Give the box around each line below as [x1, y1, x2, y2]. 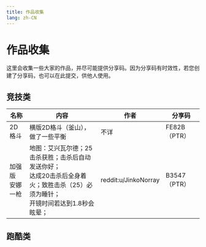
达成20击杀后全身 [29, 172, 81, 180]
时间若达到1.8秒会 [41, 199, 94, 208]
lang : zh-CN [6, 15, 37, 21]
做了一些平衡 [29, 132, 66, 141]
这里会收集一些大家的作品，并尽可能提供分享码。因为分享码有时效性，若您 [6, 64, 194, 72]
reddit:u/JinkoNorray [100, 176, 160, 184]
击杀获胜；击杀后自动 [29, 153, 91, 162]
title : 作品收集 [6, 9, 44, 15]
